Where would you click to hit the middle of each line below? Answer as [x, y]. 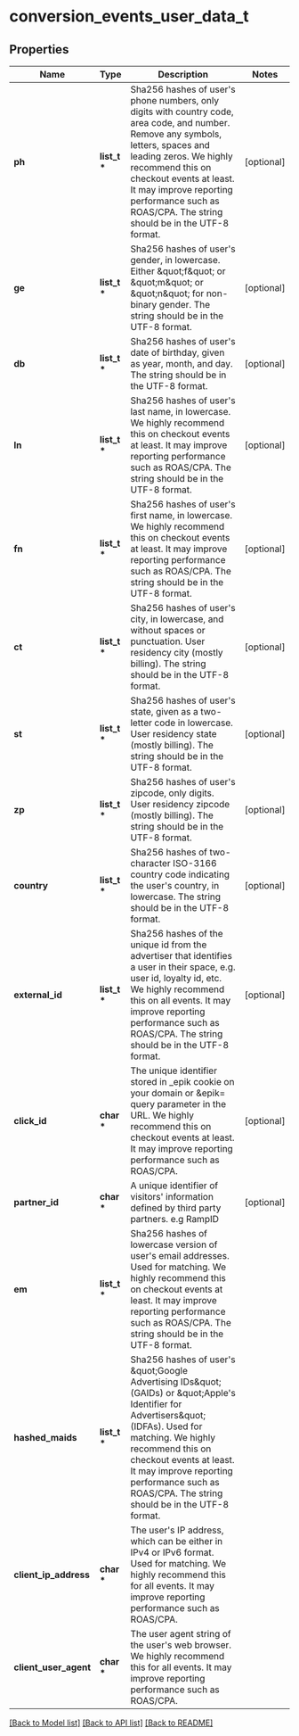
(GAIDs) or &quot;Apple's [183, 1393]
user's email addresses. [180, 1256]
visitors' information [172, 1197]
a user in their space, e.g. [183, 967]
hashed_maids [45, 1438]
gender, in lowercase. [175, 260]
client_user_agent [53, 1667]
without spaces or [168, 630]
